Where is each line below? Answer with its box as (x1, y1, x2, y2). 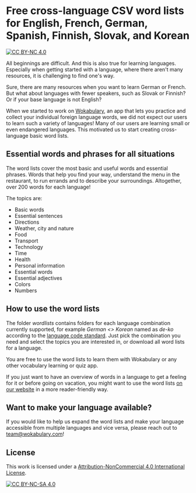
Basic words (14, 206, 45, 213)
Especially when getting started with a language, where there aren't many (6, 66, 183, 73)
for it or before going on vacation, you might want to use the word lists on (6, 379, 183, 386)
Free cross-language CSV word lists (6, 4, 184, 18)
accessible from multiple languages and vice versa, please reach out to (6, 424, 177, 432)
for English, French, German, (6, 16, 148, 30)
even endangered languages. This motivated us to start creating (6, 126, 160, 133)
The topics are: (6, 194, 43, 201)
